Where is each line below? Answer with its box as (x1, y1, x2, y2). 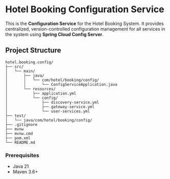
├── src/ (5, 64, 24, 69)
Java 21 (12, 163, 29, 169)
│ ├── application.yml (5, 91, 77, 96)
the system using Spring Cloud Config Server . (5, 31, 104, 37)
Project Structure (5, 46, 61, 55)
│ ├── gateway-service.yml (5, 104, 95, 109)
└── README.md (5, 140, 36, 145)
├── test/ (5, 113, 27, 118)
